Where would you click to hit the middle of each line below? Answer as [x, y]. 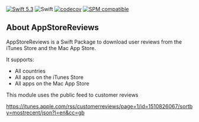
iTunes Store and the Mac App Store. [51, 48]
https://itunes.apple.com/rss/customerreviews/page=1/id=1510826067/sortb [99, 106]
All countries [30, 71]
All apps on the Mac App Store [52, 83]
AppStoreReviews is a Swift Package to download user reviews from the [94, 42]
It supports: [20, 60]
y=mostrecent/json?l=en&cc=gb [45, 113]
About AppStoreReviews [53, 27]
